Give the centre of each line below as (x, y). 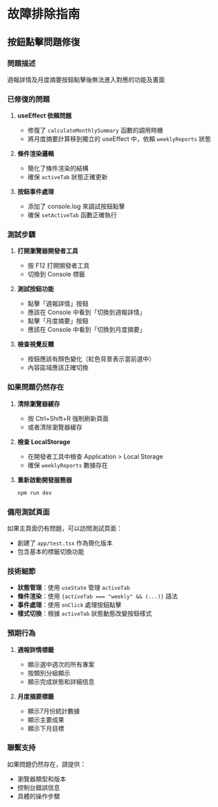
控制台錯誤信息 (38, 787)
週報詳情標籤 (35, 649)
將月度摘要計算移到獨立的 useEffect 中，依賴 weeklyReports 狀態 (119, 139)
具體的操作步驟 (38, 796)
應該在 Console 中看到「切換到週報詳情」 (87, 313)
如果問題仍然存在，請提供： (47, 764)
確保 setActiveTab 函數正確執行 (72, 215)
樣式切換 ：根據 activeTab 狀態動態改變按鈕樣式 (84, 613)
